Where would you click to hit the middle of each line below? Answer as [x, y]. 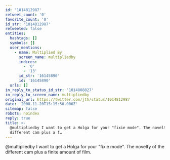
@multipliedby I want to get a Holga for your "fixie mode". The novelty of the [85, 147]
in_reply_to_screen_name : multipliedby [47, 95]
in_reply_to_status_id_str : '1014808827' [50, 90]
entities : [16, 33]
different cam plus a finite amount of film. [48, 152]
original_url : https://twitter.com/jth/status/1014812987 [68, 99]
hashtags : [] [24, 38]
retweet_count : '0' [26, 15]
